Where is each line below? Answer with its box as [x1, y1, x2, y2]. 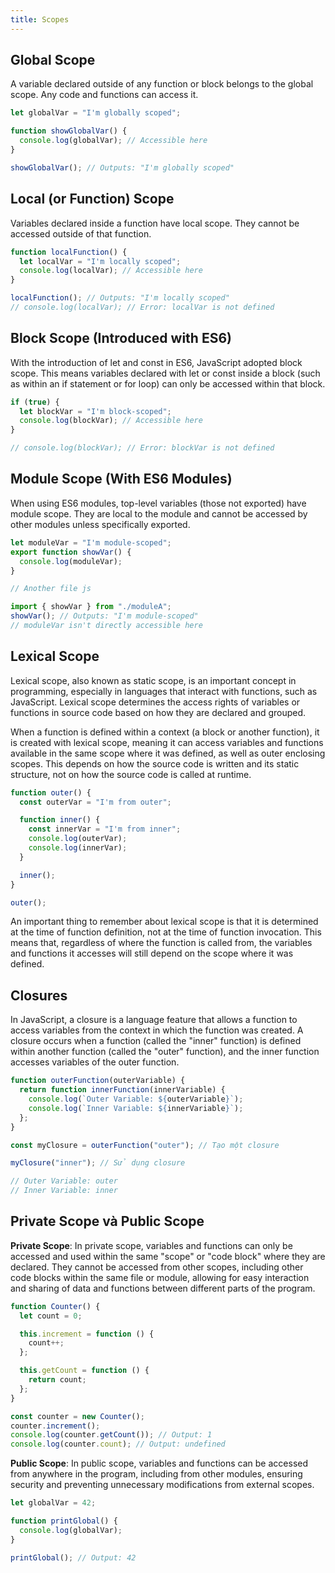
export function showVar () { [10, 547, 132, 557]
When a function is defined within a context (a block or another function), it [10, 726, 320, 738]
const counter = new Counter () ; [10, 1411, 145, 1421]
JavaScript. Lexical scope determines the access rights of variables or [10, 696, 301, 708]
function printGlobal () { [10, 1516, 118, 1526]
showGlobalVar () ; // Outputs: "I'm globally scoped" [10, 162, 235, 173]
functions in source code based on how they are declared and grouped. [10, 706, 307, 718]
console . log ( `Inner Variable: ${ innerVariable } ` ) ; [28, 1103, 244, 1113]
